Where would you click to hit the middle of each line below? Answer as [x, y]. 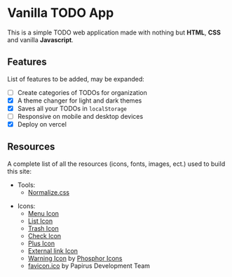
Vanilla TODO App [61, 13]
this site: [19, 171]
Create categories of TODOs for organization [82, 92]
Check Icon [45, 236]
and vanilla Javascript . [40, 39]
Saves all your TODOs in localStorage [72, 108]
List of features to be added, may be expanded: [76, 79]
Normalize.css [49, 192]
